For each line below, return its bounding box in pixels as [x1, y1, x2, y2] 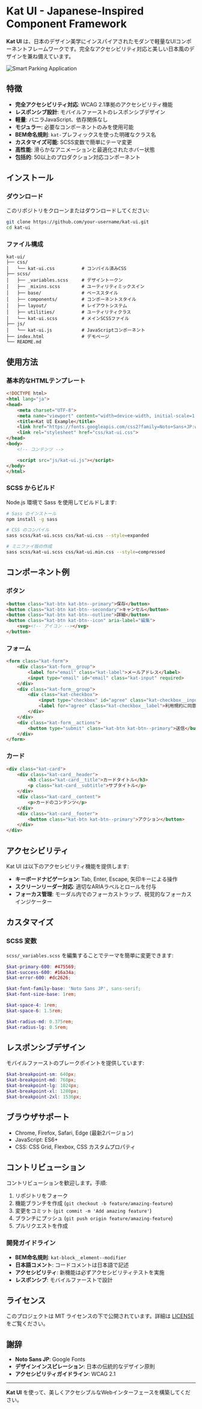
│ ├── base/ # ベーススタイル [6, 290, 118, 296]
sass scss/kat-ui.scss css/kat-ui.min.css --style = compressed [6, 549, 165, 555]
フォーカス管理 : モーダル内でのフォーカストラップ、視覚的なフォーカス [14, 890, 192, 898]
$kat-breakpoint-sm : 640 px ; [6, 1071, 77, 1078]
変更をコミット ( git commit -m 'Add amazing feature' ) [14, 1207, 152, 1215]
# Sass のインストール [6, 510, 57, 517]
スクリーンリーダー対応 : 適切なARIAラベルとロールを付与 [14, 883, 157, 890]
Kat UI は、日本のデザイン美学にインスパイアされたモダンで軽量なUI [6, 37, 176, 45]
